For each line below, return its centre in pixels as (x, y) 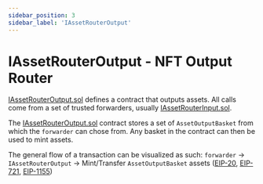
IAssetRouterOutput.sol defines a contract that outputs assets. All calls (122, 99)
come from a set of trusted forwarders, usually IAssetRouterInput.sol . (120, 108)
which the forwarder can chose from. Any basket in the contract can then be (132, 132)
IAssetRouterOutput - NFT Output (121, 61)
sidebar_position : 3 (42, 15)
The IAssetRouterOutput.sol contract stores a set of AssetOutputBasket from (131, 123)
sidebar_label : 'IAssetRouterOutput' (70, 23)
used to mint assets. (41, 140)
